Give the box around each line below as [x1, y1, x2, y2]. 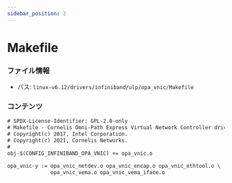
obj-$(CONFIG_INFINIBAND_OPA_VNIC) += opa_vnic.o [7, 150, 153, 157]
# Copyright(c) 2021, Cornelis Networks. [7, 137, 128, 144]
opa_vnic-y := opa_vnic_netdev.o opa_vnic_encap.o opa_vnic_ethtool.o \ [7, 162, 221, 169]
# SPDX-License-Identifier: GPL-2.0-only [7, 118, 128, 125]
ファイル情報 [7, 66, 50, 75]
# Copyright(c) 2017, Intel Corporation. [7, 131, 128, 138]
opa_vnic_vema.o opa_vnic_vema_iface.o [50, 168, 166, 176]
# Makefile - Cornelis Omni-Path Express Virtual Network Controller [7, 124, 212, 131]
